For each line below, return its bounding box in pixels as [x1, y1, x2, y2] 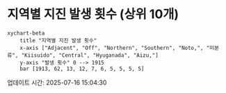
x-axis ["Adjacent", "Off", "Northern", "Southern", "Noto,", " [19, 44, 210, 51]
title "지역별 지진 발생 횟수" [19, 37, 97, 44]
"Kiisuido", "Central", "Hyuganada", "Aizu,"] [21, 51, 159, 59]
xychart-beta [7, 29, 45, 37]
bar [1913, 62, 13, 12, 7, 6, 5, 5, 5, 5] [19, 65, 145, 72]
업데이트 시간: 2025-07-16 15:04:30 [7, 78, 107, 87]
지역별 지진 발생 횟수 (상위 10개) [7, 6, 179, 22]
